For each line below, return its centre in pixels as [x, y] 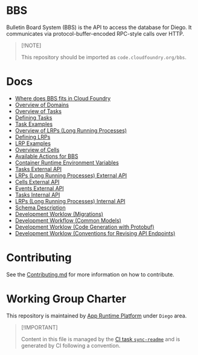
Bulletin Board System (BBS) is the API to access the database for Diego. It [99, 27]
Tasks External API [38, 169]
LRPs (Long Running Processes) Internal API [70, 201]
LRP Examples [33, 143]
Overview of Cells [37, 149]
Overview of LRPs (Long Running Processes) [71, 130]
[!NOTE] [31, 45]
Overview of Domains [42, 105]
